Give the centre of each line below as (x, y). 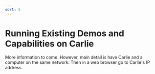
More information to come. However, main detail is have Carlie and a (74, 57)
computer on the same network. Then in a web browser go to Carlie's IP (77, 62)
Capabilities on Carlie (50, 44)
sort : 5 (13, 9)
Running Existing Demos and (65, 33)
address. (14, 67)
